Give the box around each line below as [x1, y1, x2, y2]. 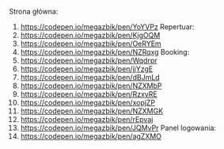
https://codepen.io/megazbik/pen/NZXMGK [20, 106, 164, 116]
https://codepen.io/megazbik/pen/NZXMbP [20, 81, 162, 90]
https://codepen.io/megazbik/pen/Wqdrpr [20, 55, 158, 65]
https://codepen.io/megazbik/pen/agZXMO [20, 132, 161, 141]
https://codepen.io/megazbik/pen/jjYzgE [20, 64, 154, 74]
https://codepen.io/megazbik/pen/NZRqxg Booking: [20, 48, 190, 56]
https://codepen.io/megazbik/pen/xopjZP [20, 98, 156, 107]
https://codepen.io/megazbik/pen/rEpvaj [20, 115, 154, 124]
